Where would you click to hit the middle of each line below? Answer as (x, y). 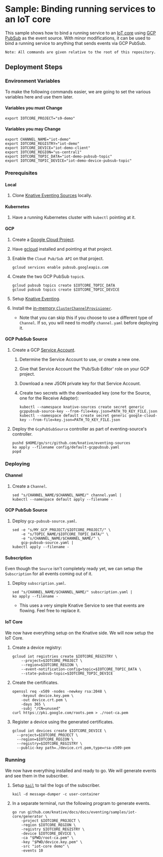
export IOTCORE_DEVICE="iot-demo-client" (48, 148)
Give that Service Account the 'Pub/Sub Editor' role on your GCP (84, 369)
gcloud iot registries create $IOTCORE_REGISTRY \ (65, 656)
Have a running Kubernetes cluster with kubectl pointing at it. (74, 218)
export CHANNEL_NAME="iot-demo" (38, 140)
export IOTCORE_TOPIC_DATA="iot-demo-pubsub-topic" (59, 157)
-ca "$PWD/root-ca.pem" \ (48, 837)
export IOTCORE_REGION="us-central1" (43, 152)
